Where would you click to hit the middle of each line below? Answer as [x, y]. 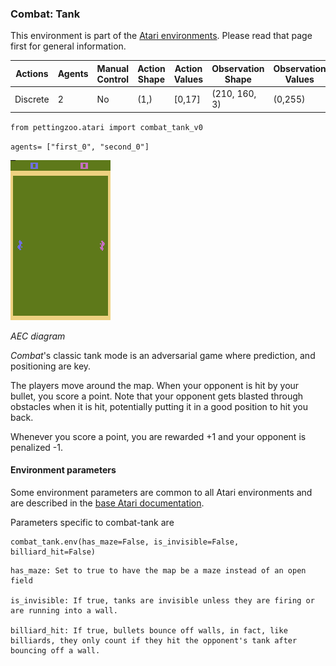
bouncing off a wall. [55, 650]
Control [113, 79]
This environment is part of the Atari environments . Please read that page [161, 36]
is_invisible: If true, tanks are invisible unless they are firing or [162, 600]
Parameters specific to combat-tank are [92, 522]
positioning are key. [51, 366]
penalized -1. [37, 447]
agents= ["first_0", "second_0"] [80, 147]
